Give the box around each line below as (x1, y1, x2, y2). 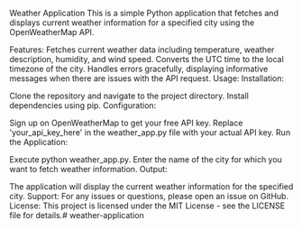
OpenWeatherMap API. (9, 27, 95, 37)
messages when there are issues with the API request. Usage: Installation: (9, 73, 285, 84)
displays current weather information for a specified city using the (9, 17, 255, 28)
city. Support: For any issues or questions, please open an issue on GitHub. (9, 191, 289, 201)
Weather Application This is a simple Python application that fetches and (9, 8, 279, 18)
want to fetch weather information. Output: (9, 164, 169, 174)
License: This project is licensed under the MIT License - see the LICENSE (9, 200, 286, 211)
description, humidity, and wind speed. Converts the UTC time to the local (9, 54, 284, 64)
